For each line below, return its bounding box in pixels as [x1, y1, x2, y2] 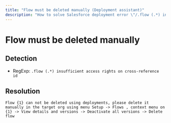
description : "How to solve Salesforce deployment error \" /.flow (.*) [5, 12, 160, 17]
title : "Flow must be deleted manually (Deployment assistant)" [5, 7, 145, 13]
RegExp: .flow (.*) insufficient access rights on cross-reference [12, 68, 159, 74]
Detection [5, 54, 37, 63]
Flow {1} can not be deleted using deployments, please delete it [5, 100, 149, 106]
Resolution [5, 87, 40, 96]
